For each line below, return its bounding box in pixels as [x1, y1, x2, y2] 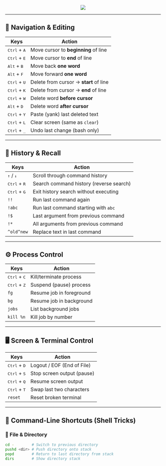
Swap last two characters [30, 386, 90, 393]
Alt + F [7, 70, 24, 77]
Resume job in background [30, 298, 93, 305]
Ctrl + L [7, 119, 26, 126]
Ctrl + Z [7, 281, 26, 288]
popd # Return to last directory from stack [5, 451, 114, 457]
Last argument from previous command [33, 212, 124, 219]
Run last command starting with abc [33, 204, 115, 211]
